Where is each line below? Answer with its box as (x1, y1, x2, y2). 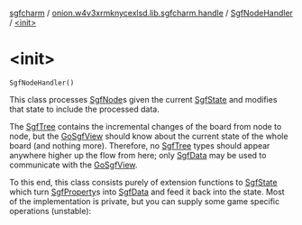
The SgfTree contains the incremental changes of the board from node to (9, 121, 282, 131)
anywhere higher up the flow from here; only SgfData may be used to (9, 149, 267, 160)
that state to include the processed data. (9, 103, 160, 114)
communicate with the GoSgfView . (9, 159, 138, 170)
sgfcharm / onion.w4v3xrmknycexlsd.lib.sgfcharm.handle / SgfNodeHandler (9, 8, 293, 18)
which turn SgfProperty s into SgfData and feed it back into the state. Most (9, 186, 286, 197)
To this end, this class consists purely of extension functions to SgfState (9, 176, 278, 187)
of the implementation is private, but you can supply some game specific (9, 195, 280, 206)
